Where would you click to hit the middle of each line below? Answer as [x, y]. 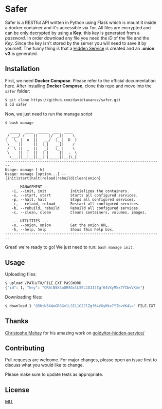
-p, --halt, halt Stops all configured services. [74, 200]
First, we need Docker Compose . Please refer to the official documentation [80, 80]
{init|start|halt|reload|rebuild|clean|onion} [53, 178]
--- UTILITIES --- [30, 221]
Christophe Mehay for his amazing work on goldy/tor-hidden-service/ [75, 333]
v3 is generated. [21, 53]
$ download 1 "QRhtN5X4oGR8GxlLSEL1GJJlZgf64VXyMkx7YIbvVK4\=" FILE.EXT [80, 306]
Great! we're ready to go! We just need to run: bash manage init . [70, 247]
